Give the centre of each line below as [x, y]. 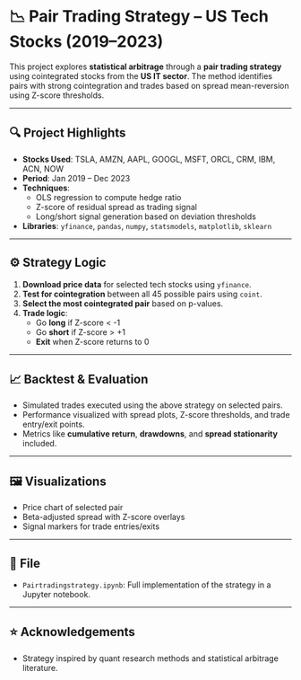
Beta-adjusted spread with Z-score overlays [103, 517]
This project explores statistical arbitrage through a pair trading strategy [146, 66]
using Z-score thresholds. [57, 95]
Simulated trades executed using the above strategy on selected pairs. [153, 405]
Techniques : [46, 188]
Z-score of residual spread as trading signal [116, 207]
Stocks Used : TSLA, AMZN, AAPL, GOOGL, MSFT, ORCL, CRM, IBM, [149, 159]
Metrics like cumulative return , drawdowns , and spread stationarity [150, 434]
